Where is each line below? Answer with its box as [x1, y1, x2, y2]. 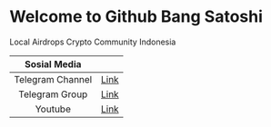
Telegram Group [17, 88, 88, 101]
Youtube [35, 103, 71, 115]
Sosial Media [24, 57, 82, 70]
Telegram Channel [14, 73, 93, 85]
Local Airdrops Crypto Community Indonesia [9, 36, 176, 47]
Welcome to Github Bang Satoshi [9, 6, 264, 27]
